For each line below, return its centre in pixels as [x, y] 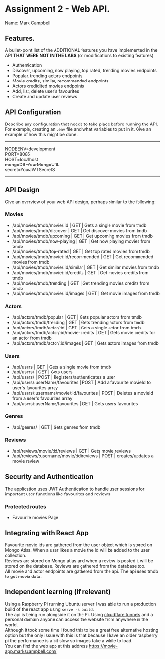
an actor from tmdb [32, 338]
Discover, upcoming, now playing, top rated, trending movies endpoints [84, 70]
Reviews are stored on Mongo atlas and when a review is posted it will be [79, 560]
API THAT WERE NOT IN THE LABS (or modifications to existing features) [79, 55]
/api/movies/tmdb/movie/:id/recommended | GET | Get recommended [83, 257]
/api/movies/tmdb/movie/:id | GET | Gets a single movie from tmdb [79, 225]
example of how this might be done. [41, 134]
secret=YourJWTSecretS [30, 169]
